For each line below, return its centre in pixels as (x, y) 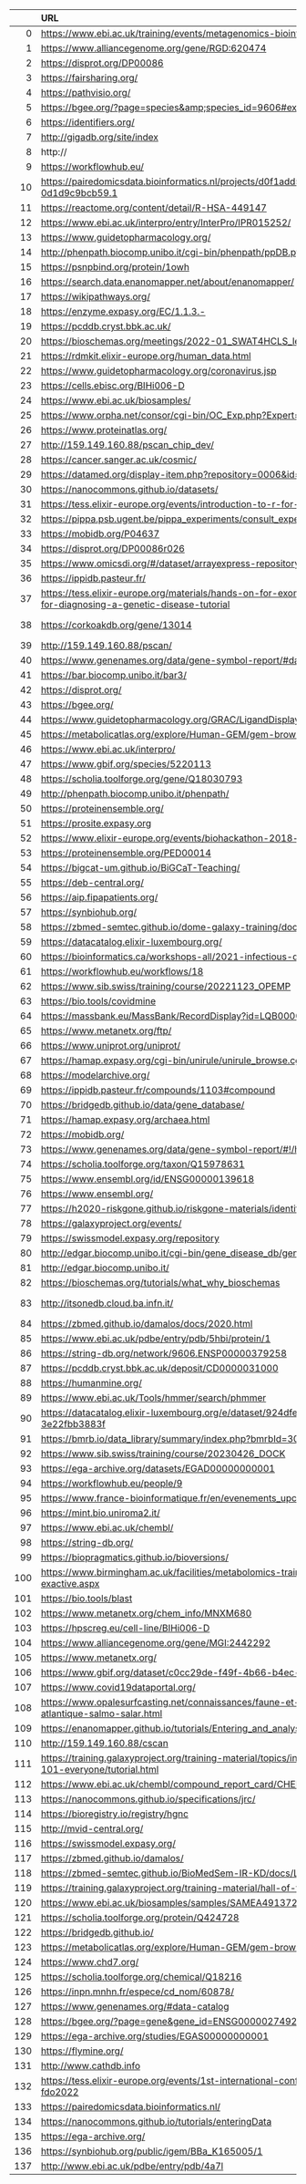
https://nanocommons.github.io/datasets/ (129, 489)
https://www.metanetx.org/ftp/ (106, 1031)
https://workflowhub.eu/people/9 (112, 1483)
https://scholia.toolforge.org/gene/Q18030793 (142, 779)
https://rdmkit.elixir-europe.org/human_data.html (146, 356)
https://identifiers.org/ (87, 122)
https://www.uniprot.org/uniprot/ (111, 1045)
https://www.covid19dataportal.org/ (118, 1687)
